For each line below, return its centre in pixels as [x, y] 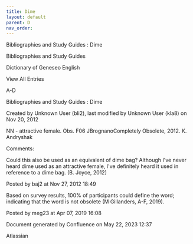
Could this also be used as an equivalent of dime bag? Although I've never [97, 160]
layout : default [26, 17]
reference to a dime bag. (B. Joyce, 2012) [57, 173]
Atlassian [17, 236]
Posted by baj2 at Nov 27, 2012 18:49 [51, 184]
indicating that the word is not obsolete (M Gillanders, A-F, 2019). [85, 202]
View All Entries [25, 79]
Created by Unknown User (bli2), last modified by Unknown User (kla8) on [97, 113]
